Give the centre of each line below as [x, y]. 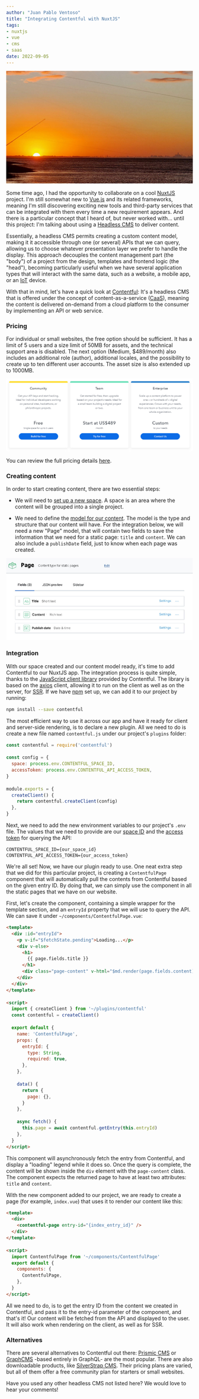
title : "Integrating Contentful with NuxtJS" [63, 19]
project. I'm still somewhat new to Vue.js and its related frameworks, [89, 199]
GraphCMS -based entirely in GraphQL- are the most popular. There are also [99, 1359]
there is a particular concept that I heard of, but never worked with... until [95, 218]
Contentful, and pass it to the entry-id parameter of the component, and [94, 1312]
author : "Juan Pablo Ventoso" [44, 12]
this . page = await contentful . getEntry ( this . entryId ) [90, 1128]
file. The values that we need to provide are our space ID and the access [95, 832]
